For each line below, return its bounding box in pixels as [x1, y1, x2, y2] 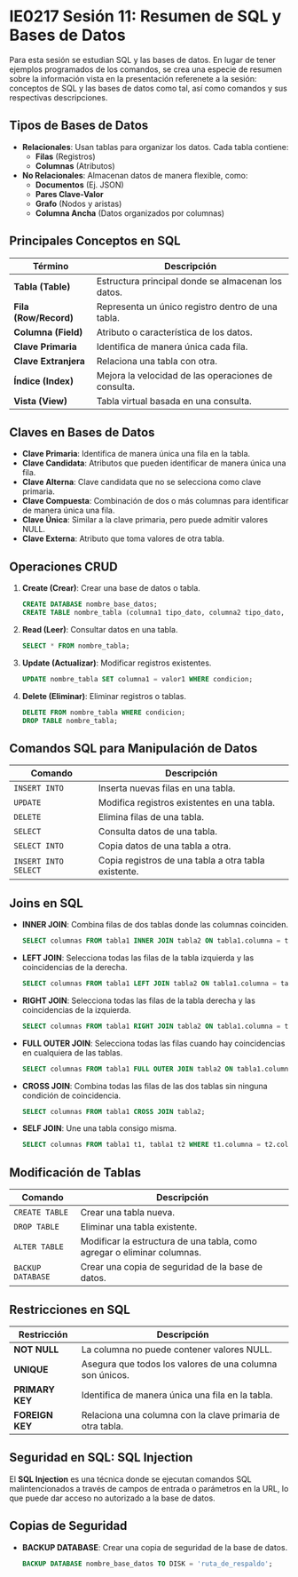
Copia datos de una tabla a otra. [98, 840, 231, 852]
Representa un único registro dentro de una [96, 300, 278, 313]
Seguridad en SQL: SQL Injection [9, 1450, 193, 1465]
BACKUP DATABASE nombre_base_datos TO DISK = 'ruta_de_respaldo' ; [21, 1559, 273, 1568]
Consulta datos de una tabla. [98, 825, 218, 838]
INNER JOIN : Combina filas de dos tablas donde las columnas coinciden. [21, 920, 289, 930]
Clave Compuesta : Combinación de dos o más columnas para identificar [21, 496, 289, 506]
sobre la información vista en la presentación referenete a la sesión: [9, 73, 257, 84]
